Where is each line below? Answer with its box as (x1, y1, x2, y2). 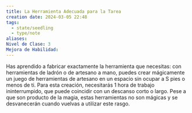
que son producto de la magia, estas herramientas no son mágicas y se (6, 94, 178, 101)
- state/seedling (11, 25, 54, 31)
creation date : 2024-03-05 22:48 (6, 14, 88, 20)
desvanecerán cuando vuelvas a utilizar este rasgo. (6, 100, 130, 107)
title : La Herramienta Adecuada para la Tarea (6, 8, 121, 15)
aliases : (6, 36, 27, 42)
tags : (6, 19, 19, 25)
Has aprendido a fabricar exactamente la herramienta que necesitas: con (6, 63, 182, 70)
